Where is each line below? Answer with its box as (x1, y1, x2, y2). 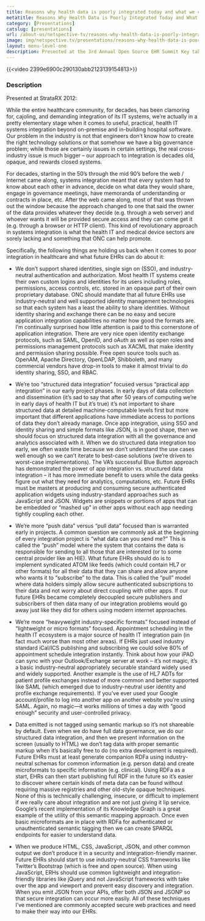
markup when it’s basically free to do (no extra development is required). (15, 747, 198, 754)
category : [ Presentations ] (6, 20, 75, 26)
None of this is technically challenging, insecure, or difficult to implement (15, 792, 199, 800)
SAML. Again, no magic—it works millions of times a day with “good (15, 702, 186, 710)
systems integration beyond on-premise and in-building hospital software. (6, 126, 193, 133)
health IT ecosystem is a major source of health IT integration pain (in (15, 631, 190, 638)
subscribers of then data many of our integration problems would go (15, 600, 187, 607)
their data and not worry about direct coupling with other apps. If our (15, 587, 189, 594)
